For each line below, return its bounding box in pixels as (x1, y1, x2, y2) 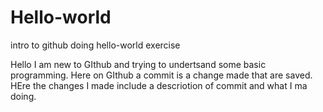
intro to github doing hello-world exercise (10, 39, 181, 51)
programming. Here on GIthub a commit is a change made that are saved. (10, 69, 313, 81)
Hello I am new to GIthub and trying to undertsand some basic (10, 58, 267, 70)
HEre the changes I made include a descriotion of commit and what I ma (10, 79, 308, 91)
